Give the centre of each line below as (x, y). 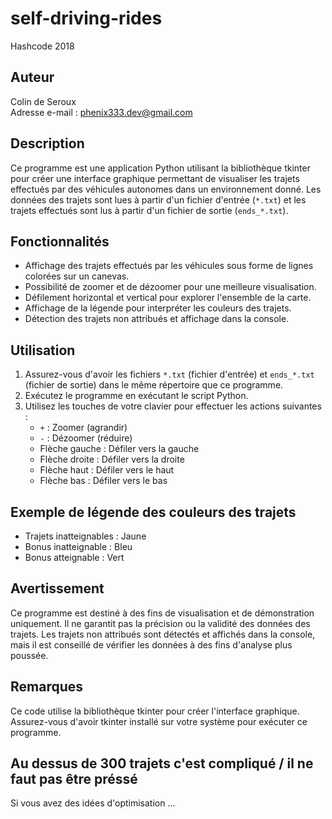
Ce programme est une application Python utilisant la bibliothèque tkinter (160, 168)
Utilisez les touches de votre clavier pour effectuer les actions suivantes (173, 406)
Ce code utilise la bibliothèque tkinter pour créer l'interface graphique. (155, 711)
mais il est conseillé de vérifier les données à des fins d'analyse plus (151, 644)
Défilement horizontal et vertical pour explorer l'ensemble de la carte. (168, 298)
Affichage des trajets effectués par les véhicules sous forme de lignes (169, 266)
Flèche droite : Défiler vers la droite (112, 459)
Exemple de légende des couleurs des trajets (153, 512)
